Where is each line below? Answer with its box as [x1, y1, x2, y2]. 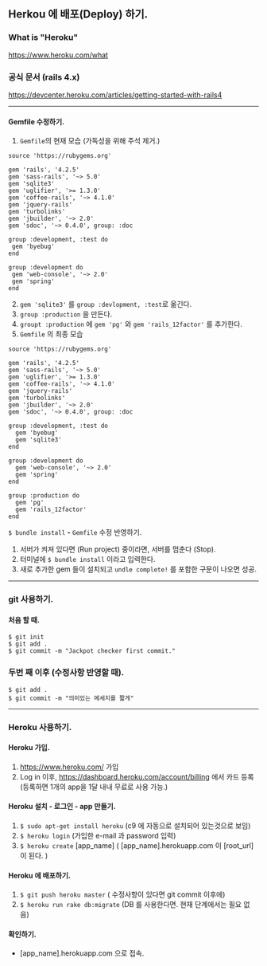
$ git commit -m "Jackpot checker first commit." [8, 647, 176, 655]
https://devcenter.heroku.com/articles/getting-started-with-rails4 [8, 90, 222, 100]
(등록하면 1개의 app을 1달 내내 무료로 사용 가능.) [19, 782, 168, 791]
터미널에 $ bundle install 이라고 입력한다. [19, 555, 156, 564]
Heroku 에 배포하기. [8, 870, 72, 880]
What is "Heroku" [8, 32, 78, 43]
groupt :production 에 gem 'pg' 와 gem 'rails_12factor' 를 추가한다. [19, 320, 242, 329]
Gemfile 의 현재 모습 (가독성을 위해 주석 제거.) [19, 136, 161, 146]
